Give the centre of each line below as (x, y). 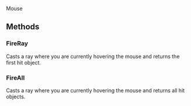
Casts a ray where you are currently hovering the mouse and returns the (93, 56)
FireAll (15, 77)
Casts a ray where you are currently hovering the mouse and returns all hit (95, 90)
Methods (23, 27)
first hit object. (24, 62)
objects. (16, 97)
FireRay (17, 43)
